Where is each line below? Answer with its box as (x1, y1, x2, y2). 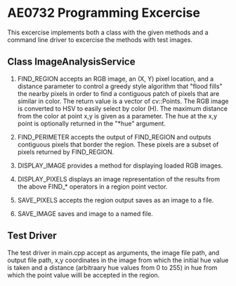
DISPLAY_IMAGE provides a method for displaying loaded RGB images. (17, 161, 223, 170)
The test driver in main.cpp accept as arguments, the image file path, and (7, 248, 220, 257)
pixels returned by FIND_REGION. (17, 147, 114, 156)
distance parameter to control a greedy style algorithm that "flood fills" (17, 82, 223, 90)
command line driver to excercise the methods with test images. (7, 35, 193, 43)
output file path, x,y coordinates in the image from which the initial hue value (7, 256, 229, 264)
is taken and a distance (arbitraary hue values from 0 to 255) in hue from (7, 263, 218, 271)
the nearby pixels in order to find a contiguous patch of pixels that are (17, 89, 220, 97)
